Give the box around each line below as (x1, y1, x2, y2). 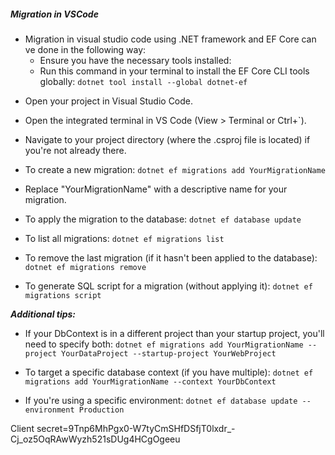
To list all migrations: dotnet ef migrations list (24, 232, 225, 244)
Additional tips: (10, 308, 77, 320)
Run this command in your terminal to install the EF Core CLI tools (39, 65, 310, 77)
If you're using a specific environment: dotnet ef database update (24, 394, 298, 406)
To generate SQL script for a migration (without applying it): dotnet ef (24, 280, 313, 292)
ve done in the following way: (24, 43, 147, 55)
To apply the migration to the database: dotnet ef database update (24, 213, 302, 225)
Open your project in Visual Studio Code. (24, 95, 194, 107)
